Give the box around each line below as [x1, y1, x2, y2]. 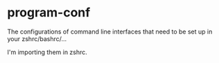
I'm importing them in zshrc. [7, 48, 88, 56]
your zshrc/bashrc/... [7, 34, 67, 42]
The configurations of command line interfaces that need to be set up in [7, 27, 213, 36]
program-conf [7, 5, 91, 21]
